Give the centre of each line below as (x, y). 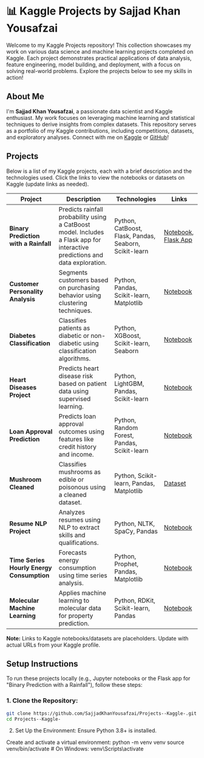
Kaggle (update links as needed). (48, 184)
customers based (83, 280)
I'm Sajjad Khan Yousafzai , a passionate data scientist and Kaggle (90, 111)
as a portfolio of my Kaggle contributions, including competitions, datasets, (100, 130)
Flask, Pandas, (135, 236)
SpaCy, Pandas (136, 531)
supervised (75, 399)
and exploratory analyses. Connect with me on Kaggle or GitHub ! (87, 137)
